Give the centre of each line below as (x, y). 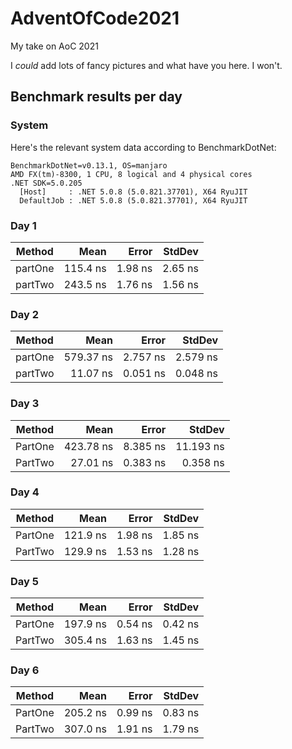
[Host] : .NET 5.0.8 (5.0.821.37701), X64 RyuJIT (133, 192)
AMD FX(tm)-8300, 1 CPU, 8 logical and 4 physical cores (131, 174)
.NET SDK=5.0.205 (46, 183)
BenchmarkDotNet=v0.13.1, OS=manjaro (89, 165)
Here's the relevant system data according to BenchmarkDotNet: (143, 147)
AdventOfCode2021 (95, 18)
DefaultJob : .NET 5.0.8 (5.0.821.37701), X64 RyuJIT (133, 200)
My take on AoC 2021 (54, 46)
